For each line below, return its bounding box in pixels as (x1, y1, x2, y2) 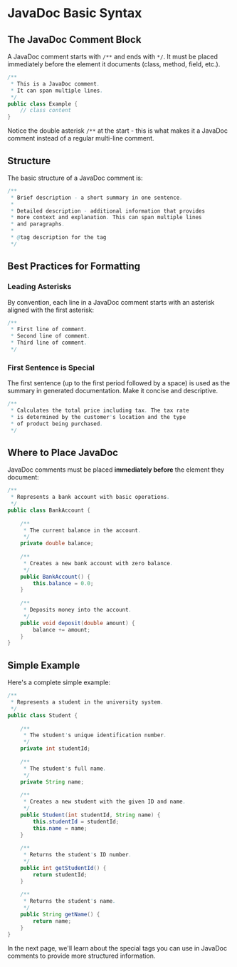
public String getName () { (20, 911, 100, 918)
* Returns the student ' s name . (23, 898, 116, 905)
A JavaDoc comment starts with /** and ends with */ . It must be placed (7, 52, 218, 61)
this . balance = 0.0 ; (33, 579, 94, 587)
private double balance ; (20, 540, 94, 547)
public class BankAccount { (7, 507, 91, 514)
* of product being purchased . (10, 420, 103, 427)
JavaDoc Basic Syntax (7, 5, 142, 21)
